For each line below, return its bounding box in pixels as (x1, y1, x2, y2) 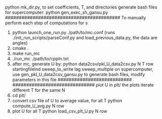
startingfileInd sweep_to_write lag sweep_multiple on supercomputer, (12, 66, 154, 72)
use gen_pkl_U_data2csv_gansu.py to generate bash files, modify (12, 72, 145, 77)
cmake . (12, 45, 29, 51)
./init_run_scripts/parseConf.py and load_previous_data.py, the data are (12, 35, 158, 40)
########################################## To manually (5, 15, 146, 20)
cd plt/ (12, 92, 26, 98)
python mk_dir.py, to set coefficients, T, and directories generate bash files (5, 4, 158, 10)
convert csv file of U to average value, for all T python (12, 98, 122, 103)
